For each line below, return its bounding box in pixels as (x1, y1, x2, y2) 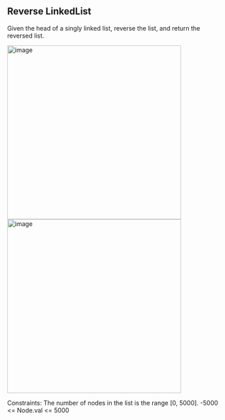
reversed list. (7, 31, 44, 40)
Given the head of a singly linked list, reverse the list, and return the (7, 24, 201, 32)
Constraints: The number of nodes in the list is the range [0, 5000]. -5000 (7, 398, 219, 407)
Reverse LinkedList (7, 6, 92, 17)
